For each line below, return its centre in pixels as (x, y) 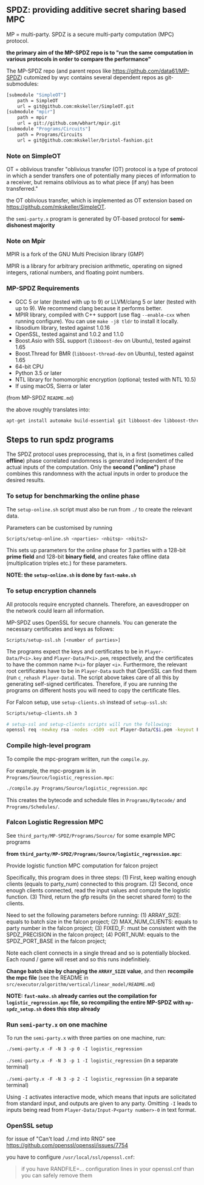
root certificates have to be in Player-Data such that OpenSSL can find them (102, 671)
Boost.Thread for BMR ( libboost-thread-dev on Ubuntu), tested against (104, 354)
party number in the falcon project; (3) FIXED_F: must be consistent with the (101, 928)
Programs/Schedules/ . (33, 806)
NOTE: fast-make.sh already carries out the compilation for (82, 995)
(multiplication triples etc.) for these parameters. (67, 563)
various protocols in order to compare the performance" (79, 59)
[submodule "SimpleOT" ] (36, 95)
